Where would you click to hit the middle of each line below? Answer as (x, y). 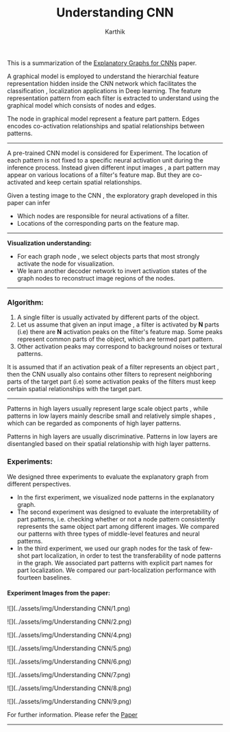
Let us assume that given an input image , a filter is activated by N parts (118, 324)
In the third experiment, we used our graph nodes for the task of (107, 548)
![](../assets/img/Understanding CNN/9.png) (69, 701)
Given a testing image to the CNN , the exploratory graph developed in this (112, 195)
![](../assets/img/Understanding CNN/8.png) (69, 688)
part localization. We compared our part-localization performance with (116, 570)
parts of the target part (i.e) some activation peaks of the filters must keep (112, 381)
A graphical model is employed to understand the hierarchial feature (103, 76)
